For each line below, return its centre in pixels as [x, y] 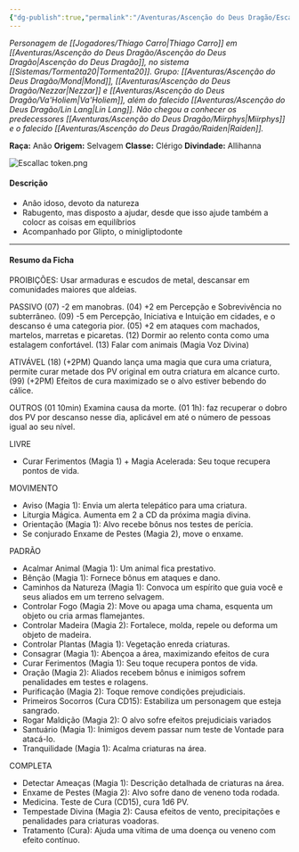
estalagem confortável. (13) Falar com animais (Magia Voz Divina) [129, 345]
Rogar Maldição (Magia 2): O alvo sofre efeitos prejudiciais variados [146, 720]
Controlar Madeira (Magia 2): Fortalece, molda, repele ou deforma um [150, 625]
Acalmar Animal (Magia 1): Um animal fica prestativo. [119, 568]
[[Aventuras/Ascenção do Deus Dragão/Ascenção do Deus [118, 52]
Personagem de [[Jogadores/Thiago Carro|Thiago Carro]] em [123, 43]
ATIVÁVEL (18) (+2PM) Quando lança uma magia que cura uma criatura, [141, 362]
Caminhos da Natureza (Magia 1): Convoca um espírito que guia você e [152, 587]
